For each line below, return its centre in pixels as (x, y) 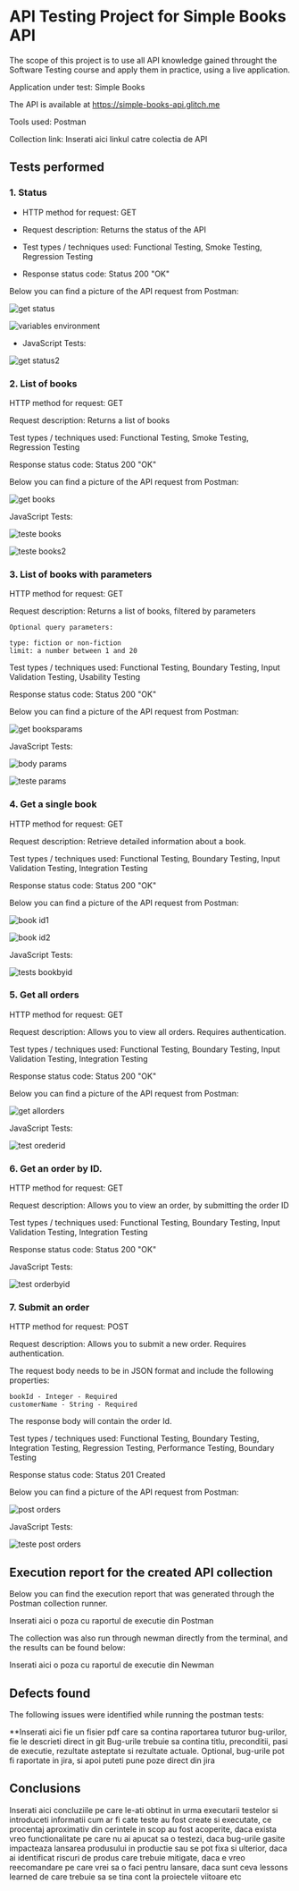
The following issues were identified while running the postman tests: (137, 1715)
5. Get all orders (44, 995)
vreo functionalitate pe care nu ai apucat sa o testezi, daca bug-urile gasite (147, 1838)
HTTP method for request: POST (69, 1327)
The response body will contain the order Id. (91, 1421)
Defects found (50, 1693)
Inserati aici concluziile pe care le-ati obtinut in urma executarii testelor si (144, 1810)
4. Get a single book (53, 804)
